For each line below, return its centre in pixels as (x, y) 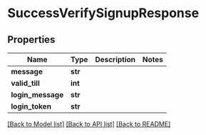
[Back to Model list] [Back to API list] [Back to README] (89, 124)
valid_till (26, 83)
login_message (37, 95)
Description (115, 60)
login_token (31, 106)
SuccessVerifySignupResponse (103, 13)
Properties (31, 40)
